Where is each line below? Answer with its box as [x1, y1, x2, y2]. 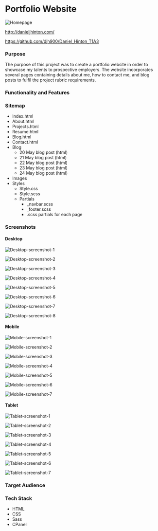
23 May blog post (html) [19, 165, 68, 171]
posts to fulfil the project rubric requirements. [5, 77, 96, 83]
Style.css [19, 186, 38, 192]
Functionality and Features [5, 89, 70, 96]
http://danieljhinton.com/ [5, 29, 54, 35]
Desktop [5, 236, 23, 241]
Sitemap [5, 102, 25, 109]
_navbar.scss [26, 201, 53, 207]
